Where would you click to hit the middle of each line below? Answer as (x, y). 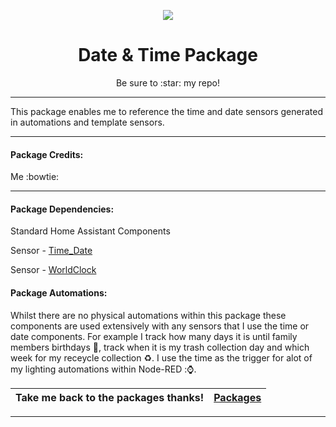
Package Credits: (47, 154)
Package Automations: (59, 292)
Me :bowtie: (35, 177)
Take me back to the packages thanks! (110, 397)
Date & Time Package (168, 55)
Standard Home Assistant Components (90, 231)
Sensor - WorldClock (53, 270)
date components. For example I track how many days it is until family (154, 336)
